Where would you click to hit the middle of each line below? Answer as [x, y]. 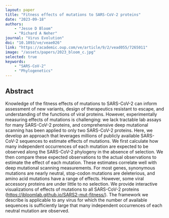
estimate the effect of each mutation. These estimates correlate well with [81, 162]
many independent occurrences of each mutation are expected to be [77, 146]
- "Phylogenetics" [34, 71]
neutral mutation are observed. [37, 210]
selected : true [21, 57]
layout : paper [20, 10]
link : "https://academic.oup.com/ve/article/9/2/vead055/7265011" [76, 47]
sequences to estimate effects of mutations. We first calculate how [89, 141]
